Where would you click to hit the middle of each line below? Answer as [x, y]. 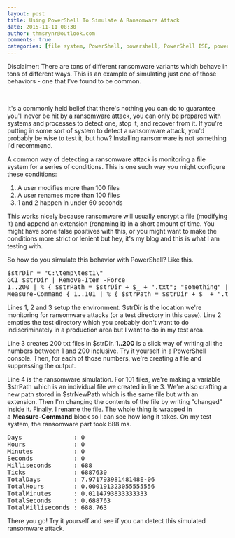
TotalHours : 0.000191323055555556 [81, 486]
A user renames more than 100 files [69, 195]
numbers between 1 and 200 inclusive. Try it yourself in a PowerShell [107, 351]
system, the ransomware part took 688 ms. [69, 424]
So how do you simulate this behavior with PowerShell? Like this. [100, 260]
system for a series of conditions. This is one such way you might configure [116, 167]
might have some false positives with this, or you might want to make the [112, 231]
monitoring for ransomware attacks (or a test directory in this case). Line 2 [114, 315]
